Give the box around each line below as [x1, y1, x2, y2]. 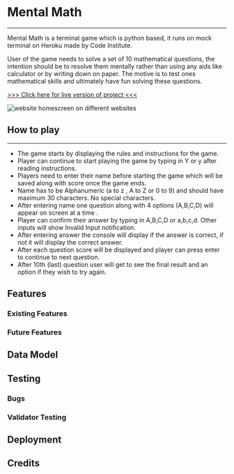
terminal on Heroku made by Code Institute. [7, 41, 132, 49]
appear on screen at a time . [17, 208, 99, 217]
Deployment [7, 434, 62, 445]
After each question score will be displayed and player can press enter [17, 245, 220, 254]
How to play [7, 124, 60, 136]
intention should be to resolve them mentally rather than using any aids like [7, 62, 223, 70]
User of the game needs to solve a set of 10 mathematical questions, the [7, 54, 215, 63]
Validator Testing [7, 412, 67, 422]
